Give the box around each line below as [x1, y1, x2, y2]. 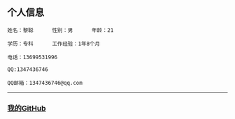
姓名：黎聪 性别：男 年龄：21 [7, 26, 114, 33]
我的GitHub [7, 103, 47, 113]
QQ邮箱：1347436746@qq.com [7, 79, 83, 86]
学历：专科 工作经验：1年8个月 [7, 40, 100, 47]
